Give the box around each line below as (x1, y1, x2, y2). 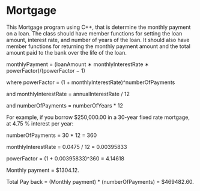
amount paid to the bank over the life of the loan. (6, 49, 127, 56)
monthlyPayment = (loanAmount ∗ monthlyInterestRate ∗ (6, 61, 150, 68)
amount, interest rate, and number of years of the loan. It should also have (6, 36, 190, 43)
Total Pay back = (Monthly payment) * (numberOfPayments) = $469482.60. (6, 178, 194, 185)
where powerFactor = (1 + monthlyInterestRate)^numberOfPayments (6, 79, 175, 86)
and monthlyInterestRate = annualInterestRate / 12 (6, 90, 130, 97)
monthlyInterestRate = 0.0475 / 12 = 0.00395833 (6, 143, 127, 150)
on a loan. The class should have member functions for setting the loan (6, 29, 183, 37)
